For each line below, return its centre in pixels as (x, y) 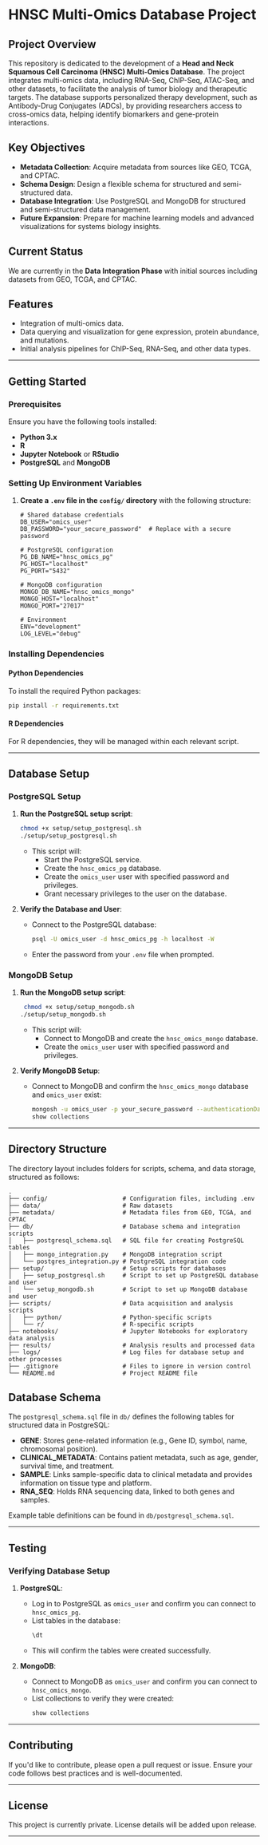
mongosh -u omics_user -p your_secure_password (112, 1109)
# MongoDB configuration (61, 585)
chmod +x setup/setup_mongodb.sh (79, 1008)
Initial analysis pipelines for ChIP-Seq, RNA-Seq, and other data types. (135, 349)
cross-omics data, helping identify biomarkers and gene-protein (114, 114)
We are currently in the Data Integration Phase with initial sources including (133, 271)
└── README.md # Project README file (103, 1373)
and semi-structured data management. (85, 209)
